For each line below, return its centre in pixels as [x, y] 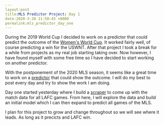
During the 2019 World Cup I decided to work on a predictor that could [76, 37]
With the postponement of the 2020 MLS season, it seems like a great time [81, 73]
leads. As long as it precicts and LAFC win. [48, 117]
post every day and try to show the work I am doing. [58, 83]
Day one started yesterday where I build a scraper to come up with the [76, 92]
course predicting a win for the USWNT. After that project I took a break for [81, 47]
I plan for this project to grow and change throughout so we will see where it [82, 112]
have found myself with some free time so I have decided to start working [80, 58]
